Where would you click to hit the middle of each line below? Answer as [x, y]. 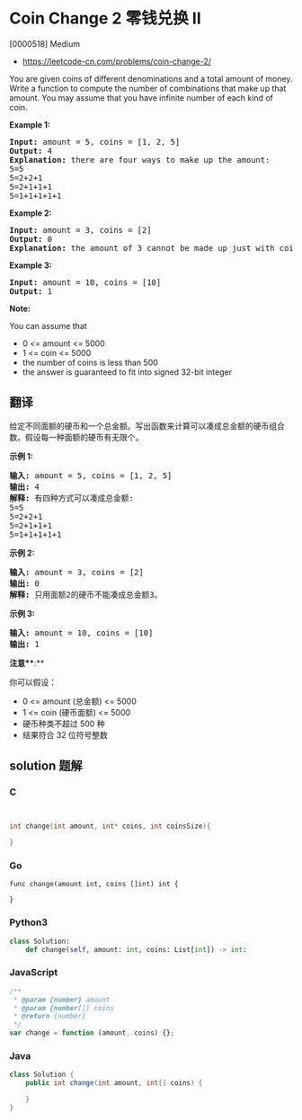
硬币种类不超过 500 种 [63, 724]
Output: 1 [31, 291]
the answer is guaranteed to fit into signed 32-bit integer [127, 372]
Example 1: [30, 124]
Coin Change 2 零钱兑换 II [105, 18]
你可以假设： [33, 682]
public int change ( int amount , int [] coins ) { [114, 1083]
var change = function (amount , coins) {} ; [92, 1033]
